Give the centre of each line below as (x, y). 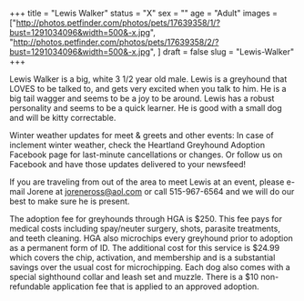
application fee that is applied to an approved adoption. (156, 286)
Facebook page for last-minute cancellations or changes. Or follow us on (146, 155)
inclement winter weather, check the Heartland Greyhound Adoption (137, 145)
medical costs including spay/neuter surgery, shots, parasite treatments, (145, 228)
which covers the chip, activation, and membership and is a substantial (142, 257)
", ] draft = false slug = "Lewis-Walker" (222, 52)
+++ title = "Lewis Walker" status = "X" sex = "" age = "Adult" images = (144, 13)
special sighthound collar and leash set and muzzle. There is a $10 (134, 277)
